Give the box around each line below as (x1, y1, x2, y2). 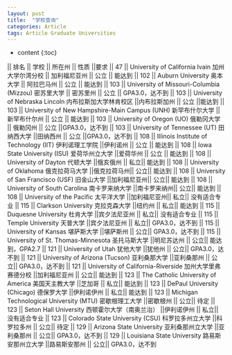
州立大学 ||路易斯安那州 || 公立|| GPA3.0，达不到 (19, 340, 157, 349)
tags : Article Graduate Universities (7, 29, 116, 37)
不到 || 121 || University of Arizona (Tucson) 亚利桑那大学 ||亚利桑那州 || (7, 254, 210, 262)
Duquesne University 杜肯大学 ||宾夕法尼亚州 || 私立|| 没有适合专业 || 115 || (7, 210, 219, 218)
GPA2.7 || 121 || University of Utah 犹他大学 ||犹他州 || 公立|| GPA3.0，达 (19, 245, 224, 253)
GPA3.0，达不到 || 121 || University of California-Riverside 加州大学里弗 (19, 262, 221, 270)
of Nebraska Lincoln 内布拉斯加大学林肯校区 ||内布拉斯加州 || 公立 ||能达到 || (7, 98, 225, 106)
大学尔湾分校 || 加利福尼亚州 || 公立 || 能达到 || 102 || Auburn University (7, 71, 210, 80)
